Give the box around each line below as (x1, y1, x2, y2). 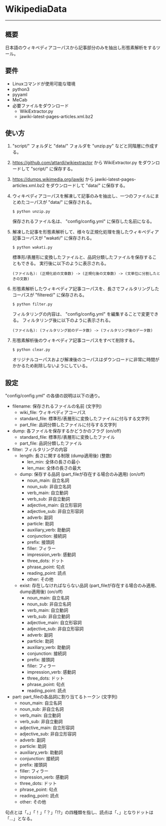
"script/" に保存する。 (31, 166, 76, 172)
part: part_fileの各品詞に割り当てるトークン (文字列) (12, 694, 118, 700)
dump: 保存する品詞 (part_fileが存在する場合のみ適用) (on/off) (19, 471, 145, 477)
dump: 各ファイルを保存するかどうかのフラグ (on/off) (12, 428, 122, 434)
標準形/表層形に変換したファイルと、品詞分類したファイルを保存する (12, 254, 153, 260)
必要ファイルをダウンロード (12, 102, 69, 108)
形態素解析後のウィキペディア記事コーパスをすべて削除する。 (12, 337, 137, 343)
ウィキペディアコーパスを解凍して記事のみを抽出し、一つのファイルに (12, 193, 155, 199)
